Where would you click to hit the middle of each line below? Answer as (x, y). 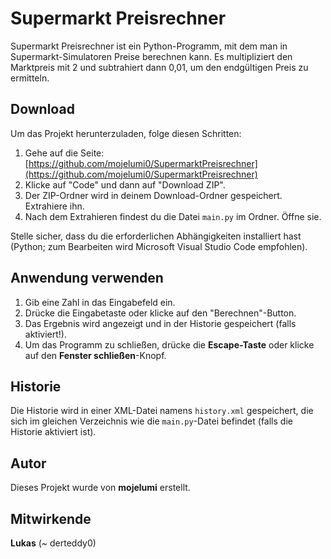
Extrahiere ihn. (54, 206)
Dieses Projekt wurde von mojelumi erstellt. (100, 488)
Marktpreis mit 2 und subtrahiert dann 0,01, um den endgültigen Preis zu (159, 67)
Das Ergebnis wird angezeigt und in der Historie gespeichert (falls (160, 323)
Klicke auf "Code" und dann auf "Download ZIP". (125, 184)
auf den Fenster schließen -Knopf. (95, 355)
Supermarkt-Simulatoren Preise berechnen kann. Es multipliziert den (151, 56)
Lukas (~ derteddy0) (53, 543)
